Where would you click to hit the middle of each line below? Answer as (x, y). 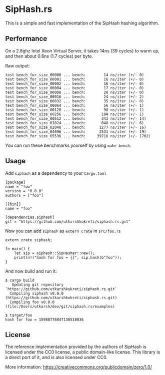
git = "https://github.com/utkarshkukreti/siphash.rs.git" (68, 221)
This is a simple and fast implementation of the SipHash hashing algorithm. (82, 23)
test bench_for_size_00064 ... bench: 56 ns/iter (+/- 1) (74, 105)
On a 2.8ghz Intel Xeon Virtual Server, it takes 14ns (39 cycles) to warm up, (82, 50)
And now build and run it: (31, 271)
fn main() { (17, 249)
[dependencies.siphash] (30, 217)
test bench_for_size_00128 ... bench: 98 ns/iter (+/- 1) (74, 110)
